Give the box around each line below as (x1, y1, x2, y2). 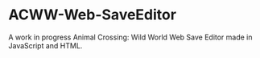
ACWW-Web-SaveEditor (8, 6, 177, 24)
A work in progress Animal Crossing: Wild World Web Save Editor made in (8, 32, 253, 42)
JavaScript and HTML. (8, 40, 83, 50)
